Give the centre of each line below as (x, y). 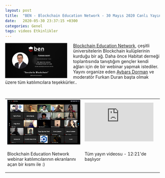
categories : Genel (24, 26)
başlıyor (93, 159)
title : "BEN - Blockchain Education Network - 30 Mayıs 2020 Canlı (77, 15)
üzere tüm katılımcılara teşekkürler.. (41, 82)
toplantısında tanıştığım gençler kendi (111, 61)
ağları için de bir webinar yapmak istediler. (116, 67)
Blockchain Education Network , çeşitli (111, 46)
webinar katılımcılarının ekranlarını (41, 159)
